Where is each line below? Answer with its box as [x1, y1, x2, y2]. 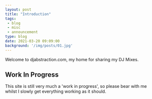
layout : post [5, 7, 32, 12]
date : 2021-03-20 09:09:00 [5, 39, 60, 44]
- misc [7, 25, 21, 30]
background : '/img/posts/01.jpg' [5, 43, 73, 48]
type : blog [5, 34, 27, 39]
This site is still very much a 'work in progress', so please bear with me [5, 83, 147, 89]
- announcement [7, 30, 38, 34]
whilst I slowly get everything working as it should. [5, 88, 106, 95]
